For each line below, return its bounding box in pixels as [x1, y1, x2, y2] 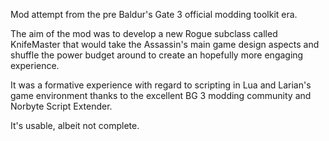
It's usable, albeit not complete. [10, 120, 140, 131]
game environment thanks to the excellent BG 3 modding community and [10, 90, 312, 101]
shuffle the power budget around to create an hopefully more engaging [10, 49, 304, 61]
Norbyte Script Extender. [10, 100, 113, 112]
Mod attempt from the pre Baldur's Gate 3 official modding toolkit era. [10, 9, 298, 20]
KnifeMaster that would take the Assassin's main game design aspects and [10, 39, 320, 50]
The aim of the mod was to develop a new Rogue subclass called [10, 28, 278, 39]
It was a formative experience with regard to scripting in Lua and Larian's [10, 79, 312, 91]
